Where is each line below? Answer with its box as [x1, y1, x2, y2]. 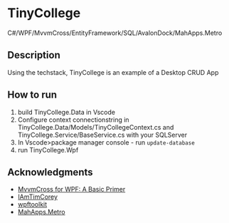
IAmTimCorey [17, 192, 58, 201]
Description [7, 49, 60, 61]
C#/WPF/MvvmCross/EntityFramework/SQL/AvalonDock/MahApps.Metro [7, 28, 223, 37]
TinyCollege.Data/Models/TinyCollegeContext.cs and [17, 123, 174, 131]
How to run [7, 89, 58, 101]
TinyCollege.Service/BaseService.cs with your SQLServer [17, 130, 187, 139]
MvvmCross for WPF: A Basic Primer [17, 185, 126, 194]
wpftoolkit [17, 200, 48, 209]
